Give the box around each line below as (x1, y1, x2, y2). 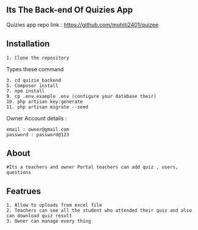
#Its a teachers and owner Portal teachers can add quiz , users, (6, 164, 179, 170)
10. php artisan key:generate (6, 99, 83, 105)
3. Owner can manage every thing (6, 218, 91, 225)
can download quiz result (6, 213, 72, 219)
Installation (6, 39, 50, 49)
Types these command (6, 65, 64, 72)
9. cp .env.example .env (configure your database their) (6, 93, 157, 99)
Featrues (6, 186, 41, 197)
